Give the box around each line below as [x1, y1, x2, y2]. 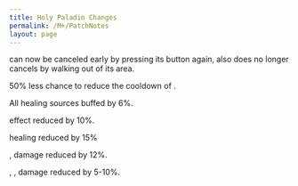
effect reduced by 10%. [9, 115, 95, 125]
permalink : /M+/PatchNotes [9, 21, 109, 30]
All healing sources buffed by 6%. [9, 98, 133, 109]
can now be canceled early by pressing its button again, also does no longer [9, 54, 289, 65]
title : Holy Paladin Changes [9, 12, 117, 22]
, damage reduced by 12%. [9, 150, 109, 160]
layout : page [9, 29, 58, 38]
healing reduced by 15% [9, 133, 98, 143]
